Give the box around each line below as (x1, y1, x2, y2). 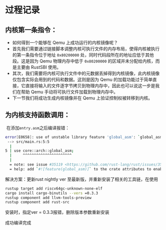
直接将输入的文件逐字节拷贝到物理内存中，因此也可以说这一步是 (25, 83, 156, 89)
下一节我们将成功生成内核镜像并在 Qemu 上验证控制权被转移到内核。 (12, 95, 153, 101)
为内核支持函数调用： (5, 111, 70, 119)
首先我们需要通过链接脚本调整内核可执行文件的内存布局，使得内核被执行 (12, 46, 160, 52)
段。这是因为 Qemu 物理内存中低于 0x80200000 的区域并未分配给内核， (12, 58, 156, 64)
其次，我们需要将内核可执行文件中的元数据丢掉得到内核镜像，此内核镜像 (12, 70, 160, 76)
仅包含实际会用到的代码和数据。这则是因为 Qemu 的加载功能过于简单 (12, 77, 153, 82)
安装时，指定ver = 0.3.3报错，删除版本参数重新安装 (5, 209, 110, 215)
